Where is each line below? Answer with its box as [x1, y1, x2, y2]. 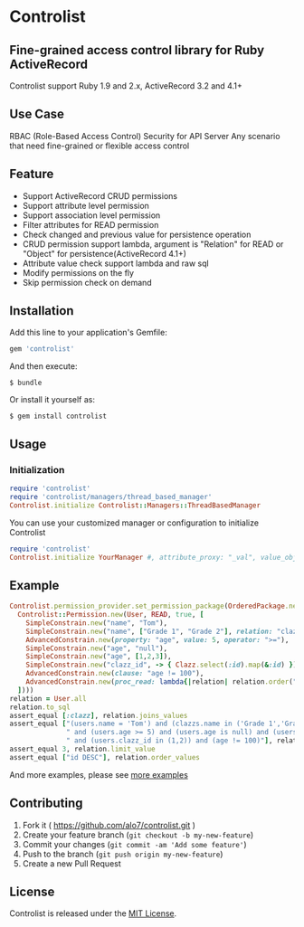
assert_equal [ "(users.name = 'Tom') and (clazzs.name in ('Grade [9, 719, 265, 729]
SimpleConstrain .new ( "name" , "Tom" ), [25, 618, 168, 628]
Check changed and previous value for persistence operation [22, 229, 252, 240]
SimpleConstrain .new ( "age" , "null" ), [25, 644, 168, 653]
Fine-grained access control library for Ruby [9, 43, 265, 58]
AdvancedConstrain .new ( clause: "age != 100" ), [25, 669, 204, 678]
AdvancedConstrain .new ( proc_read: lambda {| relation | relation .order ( [25, 677, 294, 686]
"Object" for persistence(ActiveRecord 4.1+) [22, 248, 187, 259]
